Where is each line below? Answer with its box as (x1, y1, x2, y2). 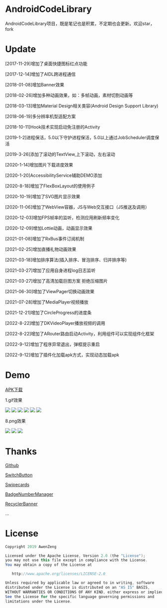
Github (5, 462, 19, 468)
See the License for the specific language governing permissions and (5, 594, 155, 599)
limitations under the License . (5, 599, 72, 604)
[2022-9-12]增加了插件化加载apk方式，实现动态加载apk (5, 352, 119, 358)
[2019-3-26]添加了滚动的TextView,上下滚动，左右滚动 (5, 151, 115, 157)
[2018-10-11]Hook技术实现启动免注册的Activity (5, 124, 100, 130)
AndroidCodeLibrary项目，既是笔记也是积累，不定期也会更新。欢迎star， (5, 20, 155, 26)
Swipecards (5, 481, 30, 487)
